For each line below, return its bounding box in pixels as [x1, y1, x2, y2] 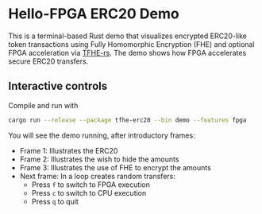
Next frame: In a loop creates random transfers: [19, 171, 176, 181]
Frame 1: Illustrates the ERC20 [19, 146, 118, 155]
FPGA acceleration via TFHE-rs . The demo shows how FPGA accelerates [8, 48, 247, 57]
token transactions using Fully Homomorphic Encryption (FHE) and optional [8, 39, 256, 49]
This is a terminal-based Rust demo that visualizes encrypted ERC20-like [8, 31, 248, 41]
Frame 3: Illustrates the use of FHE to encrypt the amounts [19, 162, 212, 172]
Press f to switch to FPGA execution [31, 180, 151, 189]
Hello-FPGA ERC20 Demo [8, 5, 180, 23]
